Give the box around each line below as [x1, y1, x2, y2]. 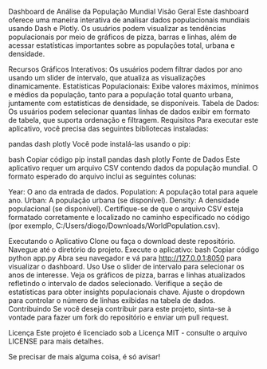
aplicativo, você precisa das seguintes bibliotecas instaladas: [8, 124, 209, 133]
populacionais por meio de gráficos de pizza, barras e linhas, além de [8, 32, 238, 41]
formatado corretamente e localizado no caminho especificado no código [8, 213, 250, 222]
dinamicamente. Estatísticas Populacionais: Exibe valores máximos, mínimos [8, 81, 259, 91]
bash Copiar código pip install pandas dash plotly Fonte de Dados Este [8, 155, 241, 164]
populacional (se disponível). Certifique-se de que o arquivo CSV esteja [8, 204, 244, 214]
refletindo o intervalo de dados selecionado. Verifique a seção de [8, 279, 223, 288]
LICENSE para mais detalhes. [8, 336, 104, 346]
